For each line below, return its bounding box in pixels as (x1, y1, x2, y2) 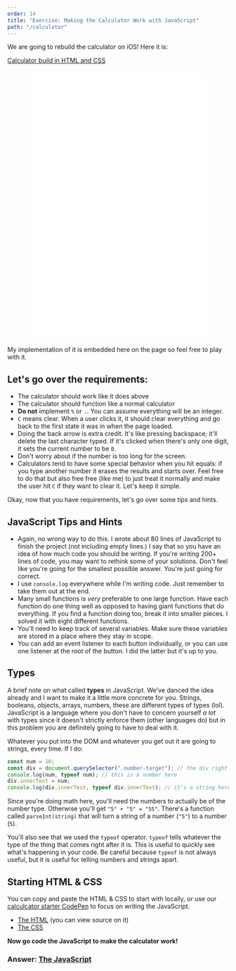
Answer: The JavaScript (7, 954, 92, 964)
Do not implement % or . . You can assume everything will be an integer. (17, 407, 223, 415)
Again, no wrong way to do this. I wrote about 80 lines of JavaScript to (17, 534, 222, 543)
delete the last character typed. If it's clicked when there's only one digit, (17, 437, 229, 446)
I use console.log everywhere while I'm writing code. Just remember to (17, 580, 225, 588)
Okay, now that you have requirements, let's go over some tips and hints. (7, 496, 218, 504)
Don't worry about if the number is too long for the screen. (17, 452, 188, 461)
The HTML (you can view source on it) (17, 916, 129, 924)
